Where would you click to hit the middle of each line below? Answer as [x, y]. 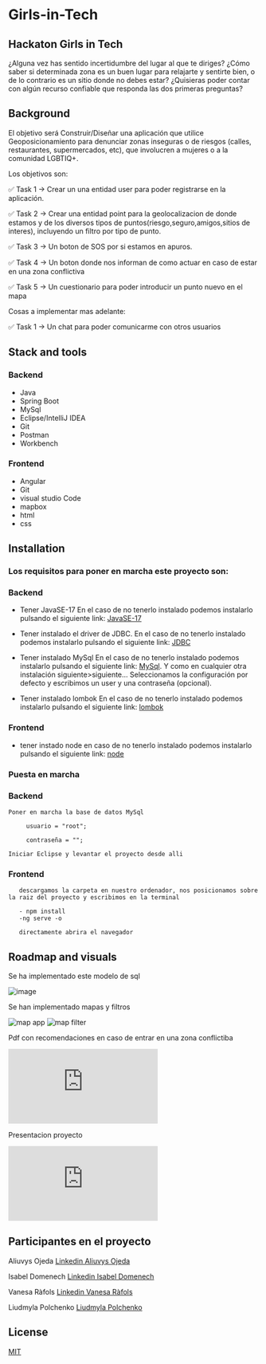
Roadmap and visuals [63, 957]
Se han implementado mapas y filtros [69, 1007]
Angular [33, 481]
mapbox [33, 506]
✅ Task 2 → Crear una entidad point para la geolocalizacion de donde [123, 214]
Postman [34, 434]
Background [39, 114]
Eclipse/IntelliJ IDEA [53, 418]
